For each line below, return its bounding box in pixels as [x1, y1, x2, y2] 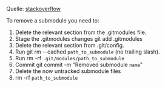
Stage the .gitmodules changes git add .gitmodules [15, 35, 143, 42]
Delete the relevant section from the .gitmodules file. [15, 29, 147, 36]
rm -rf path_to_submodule [15, 74, 78, 81]
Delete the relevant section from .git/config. [15, 42, 124, 49]
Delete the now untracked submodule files [15, 68, 121, 75]
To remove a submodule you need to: [6, 17, 99, 24]
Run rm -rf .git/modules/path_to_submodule [15, 55, 124, 61]
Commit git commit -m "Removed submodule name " [15, 61, 143, 68]
